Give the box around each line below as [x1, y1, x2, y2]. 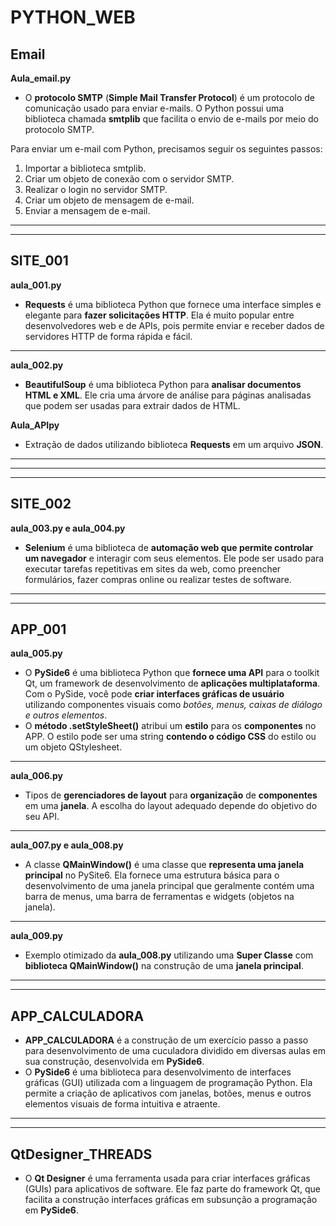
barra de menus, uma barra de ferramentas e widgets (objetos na [24, 891, 295, 903]
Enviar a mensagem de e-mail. [24, 205, 151, 216]
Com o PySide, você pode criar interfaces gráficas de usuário [24, 688, 285, 700]
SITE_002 [10, 496, 72, 513]
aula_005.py [10, 647, 63, 660]
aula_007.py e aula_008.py [10, 839, 124, 851]
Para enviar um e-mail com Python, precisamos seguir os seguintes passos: [10, 143, 323, 155]
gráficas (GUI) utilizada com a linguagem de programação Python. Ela [24, 1077, 313, 1089]
